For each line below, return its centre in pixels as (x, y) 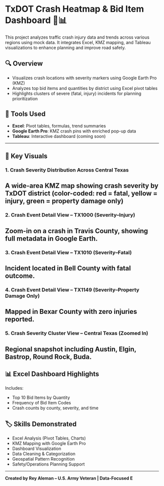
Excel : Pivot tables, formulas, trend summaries (59, 126)
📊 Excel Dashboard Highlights (52, 374)
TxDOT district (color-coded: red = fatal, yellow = (81, 193)
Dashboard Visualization (37, 449)
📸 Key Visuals (26, 156)
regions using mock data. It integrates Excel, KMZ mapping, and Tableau (78, 42)
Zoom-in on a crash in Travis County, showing (77, 231)
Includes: (14, 388)
